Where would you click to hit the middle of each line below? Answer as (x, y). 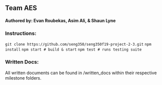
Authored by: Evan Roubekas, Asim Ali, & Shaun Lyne (61, 20)
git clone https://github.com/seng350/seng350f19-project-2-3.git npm (78, 44)
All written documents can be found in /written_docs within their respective (81, 73)
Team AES (21, 8)
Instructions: (21, 33)
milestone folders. (23, 78)
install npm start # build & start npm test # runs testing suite (73, 50)
